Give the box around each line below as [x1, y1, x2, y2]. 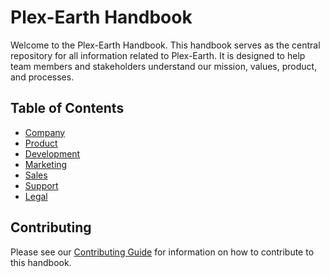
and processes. [10, 71, 75, 83]
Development [24, 147, 81, 160]
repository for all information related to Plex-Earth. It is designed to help [10, 49, 306, 61]
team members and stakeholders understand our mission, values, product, [10, 60, 318, 72]
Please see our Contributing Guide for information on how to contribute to [10, 246, 315, 258]
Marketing [24, 158, 68, 170]
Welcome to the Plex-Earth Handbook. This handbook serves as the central [10, 39, 321, 51]
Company [24, 126, 66, 138]
